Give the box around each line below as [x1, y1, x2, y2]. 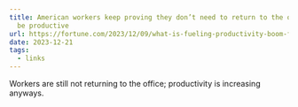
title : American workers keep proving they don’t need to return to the [9, 12, 284, 22]
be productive [17, 21, 69, 30]
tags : [9, 46, 29, 55]
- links [17, 54, 46, 63]
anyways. [9, 88, 44, 98]
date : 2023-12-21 [9, 37, 74, 47]
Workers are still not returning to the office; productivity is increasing [9, 79, 261, 88]
